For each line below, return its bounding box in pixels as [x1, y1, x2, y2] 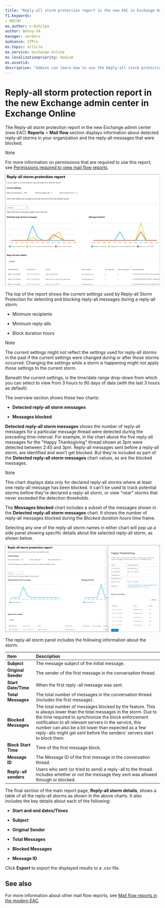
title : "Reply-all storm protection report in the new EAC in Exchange [5, 8, 155, 13]
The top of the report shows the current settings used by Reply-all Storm [5, 291, 152, 297]
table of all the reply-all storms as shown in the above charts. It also [5, 793, 142, 799]
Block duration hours [12, 330, 55, 336]
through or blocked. [36, 777, 76, 783]
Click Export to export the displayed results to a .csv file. [5, 865, 120, 871]
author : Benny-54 [5, 29, 41, 34]
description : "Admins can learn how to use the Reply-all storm [5, 65, 139, 70]
